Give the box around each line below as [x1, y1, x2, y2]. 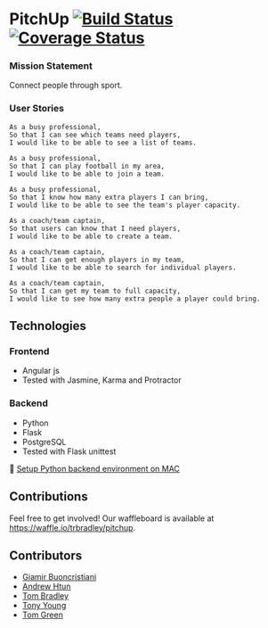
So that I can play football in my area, [9, 161, 166, 170]
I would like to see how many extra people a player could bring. [9, 294, 261, 303]
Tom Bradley [21, 591, 69, 601]
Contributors [9, 548, 83, 563]
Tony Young [21, 600, 67, 611]
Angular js [21, 366, 60, 376]
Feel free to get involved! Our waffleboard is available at [9, 513, 215, 524]
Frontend [9, 345, 50, 358]
